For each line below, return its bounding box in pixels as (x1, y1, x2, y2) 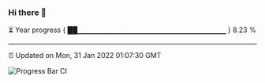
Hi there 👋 (8, 7, 47, 18)
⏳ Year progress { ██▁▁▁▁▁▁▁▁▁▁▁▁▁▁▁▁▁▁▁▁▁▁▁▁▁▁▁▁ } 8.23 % (8, 25, 256, 34)
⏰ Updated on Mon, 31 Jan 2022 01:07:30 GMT (8, 51, 162, 60)
